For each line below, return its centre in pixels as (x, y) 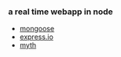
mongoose (37, 29)
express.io (36, 37)
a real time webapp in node (60, 12)
